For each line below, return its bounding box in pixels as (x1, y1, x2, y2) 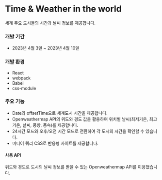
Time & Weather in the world (5, 3, 122, 15)
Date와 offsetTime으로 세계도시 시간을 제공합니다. (12, 110, 108, 116)
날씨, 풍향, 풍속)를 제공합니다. (22, 122, 79, 128)
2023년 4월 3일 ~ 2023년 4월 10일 (12, 45, 80, 51)
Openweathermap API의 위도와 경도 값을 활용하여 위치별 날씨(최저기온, (12, 116, 148, 122)
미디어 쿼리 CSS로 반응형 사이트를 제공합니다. (12, 140, 98, 146)
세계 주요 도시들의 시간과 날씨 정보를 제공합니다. (5, 20, 96, 26)
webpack (12, 75, 31, 81)
